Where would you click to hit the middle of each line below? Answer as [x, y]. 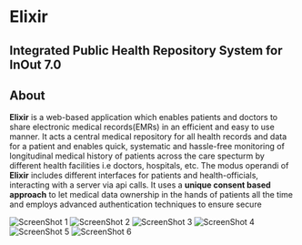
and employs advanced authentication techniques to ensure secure [136, 204]
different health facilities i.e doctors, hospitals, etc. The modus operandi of [149, 166]
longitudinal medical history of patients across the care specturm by [137, 156]
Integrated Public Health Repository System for [146, 51]
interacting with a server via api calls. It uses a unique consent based [140, 185]
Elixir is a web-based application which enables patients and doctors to [144, 117]
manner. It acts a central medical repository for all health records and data [148, 137]
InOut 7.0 [35, 64]
